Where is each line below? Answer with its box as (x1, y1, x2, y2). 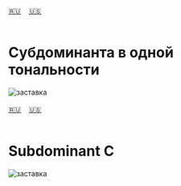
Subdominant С (8, 142, 115, 160)
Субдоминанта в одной (8, 44, 175, 62)
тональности (8, 61, 100, 79)
